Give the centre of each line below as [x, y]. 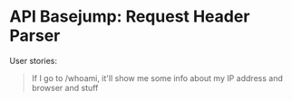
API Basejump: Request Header [130, 17]
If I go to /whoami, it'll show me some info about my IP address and [157, 78]
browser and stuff [65, 87]
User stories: [33, 60]
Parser [35, 36]
